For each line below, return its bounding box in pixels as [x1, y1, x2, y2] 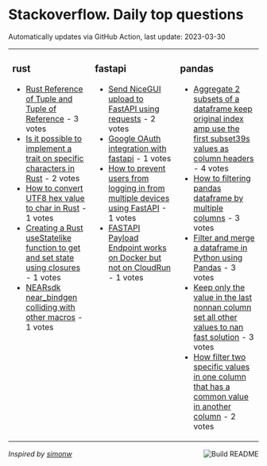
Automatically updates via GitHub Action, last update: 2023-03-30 [8, 32, 226, 41]
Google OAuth [108, 133, 161, 144]
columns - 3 [193, 212, 241, 223]
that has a [193, 381, 230, 392]
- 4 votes [193, 163, 229, 174]
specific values [193, 361, 250, 372]
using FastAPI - [108, 202, 167, 214]
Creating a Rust [25, 222, 83, 233]
